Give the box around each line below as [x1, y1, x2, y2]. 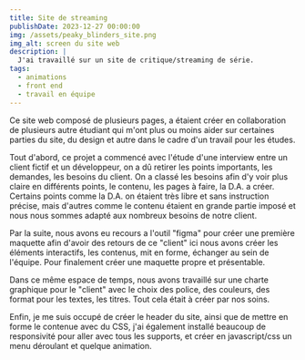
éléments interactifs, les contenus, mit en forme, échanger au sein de [9, 247, 269, 258]
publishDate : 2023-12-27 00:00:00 [9, 22, 141, 31]
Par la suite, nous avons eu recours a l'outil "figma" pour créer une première [9, 227, 296, 238]
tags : [9, 65, 30, 74]
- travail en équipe [17, 89, 96, 98]
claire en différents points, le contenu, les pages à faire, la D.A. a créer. [9, 180, 275, 191]
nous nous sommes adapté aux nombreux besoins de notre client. [9, 210, 258, 221]
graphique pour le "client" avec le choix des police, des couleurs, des [9, 283, 270, 294]
